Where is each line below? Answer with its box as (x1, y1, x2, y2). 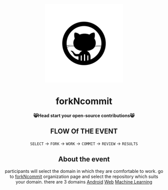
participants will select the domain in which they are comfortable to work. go (5, 168, 163, 174)
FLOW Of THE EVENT (50, 127, 118, 136)
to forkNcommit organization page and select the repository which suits (10, 173, 158, 179)
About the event (58, 155, 110, 163)
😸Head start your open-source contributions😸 (33, 112, 135, 119)
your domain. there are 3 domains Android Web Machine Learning (15, 179, 153, 185)
